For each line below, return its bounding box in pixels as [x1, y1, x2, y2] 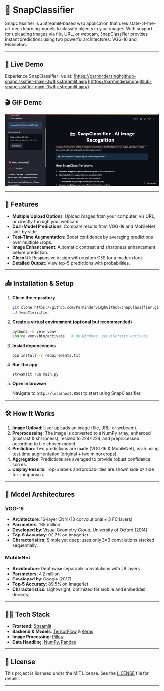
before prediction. [12, 249, 49, 255]
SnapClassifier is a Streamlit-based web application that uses [5, 21, 128, 26]
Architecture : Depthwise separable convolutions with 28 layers [12, 565, 140, 571]
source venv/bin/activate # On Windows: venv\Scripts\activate [12, 334, 148, 339]
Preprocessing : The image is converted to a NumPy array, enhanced [12, 430, 151, 436]
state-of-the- [129, 21, 156, 26]
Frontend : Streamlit [12, 623, 52, 629]
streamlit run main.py [12, 372, 59, 377]
